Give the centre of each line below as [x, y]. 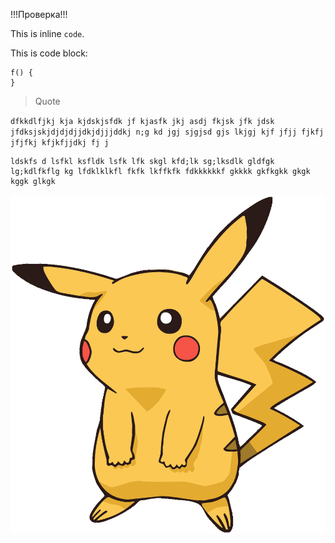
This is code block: [49, 53]
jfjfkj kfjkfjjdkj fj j [60, 143]
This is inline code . [47, 33]
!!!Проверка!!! [39, 14]
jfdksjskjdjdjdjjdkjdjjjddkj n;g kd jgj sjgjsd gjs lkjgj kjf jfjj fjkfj [167, 132]
